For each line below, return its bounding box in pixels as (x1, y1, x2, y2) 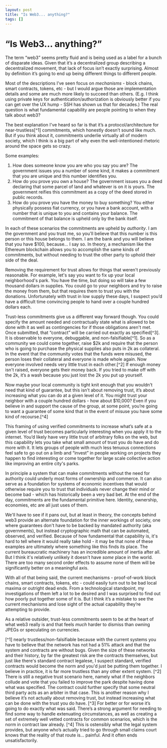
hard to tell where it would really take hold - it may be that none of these (5, 538, 153, 544)
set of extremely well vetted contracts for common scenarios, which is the (5, 716, 158, 722)
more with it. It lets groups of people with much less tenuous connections (5, 444, 156, 450)
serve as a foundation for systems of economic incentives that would (5, 481, 147, 487)
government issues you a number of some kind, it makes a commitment (12, 168, 160, 174)
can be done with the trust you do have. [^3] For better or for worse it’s (5, 700, 151, 706)
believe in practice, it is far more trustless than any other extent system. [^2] (5, 668, 162, 674)
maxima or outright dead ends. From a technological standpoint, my (5, 585, 145, 591)
